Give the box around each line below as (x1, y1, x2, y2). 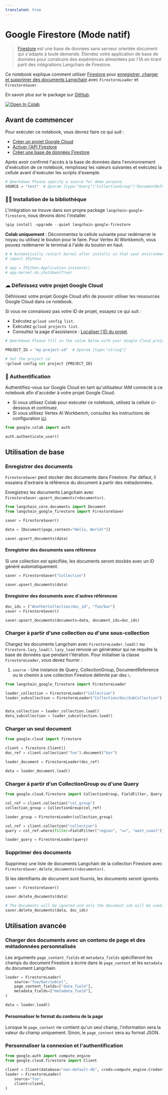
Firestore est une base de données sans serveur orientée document (17, 46, 157, 52)
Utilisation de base (5, 448, 65, 456)
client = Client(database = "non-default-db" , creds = (5, 1067, 115, 1072)
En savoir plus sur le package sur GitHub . (5, 91, 90, 98)
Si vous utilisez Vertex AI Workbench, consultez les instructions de (12, 410, 150, 416)
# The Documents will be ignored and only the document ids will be (5, 903, 151, 908)
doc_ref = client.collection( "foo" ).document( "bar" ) (5, 750, 117, 755)
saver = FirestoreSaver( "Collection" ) (5, 573, 86, 578)
